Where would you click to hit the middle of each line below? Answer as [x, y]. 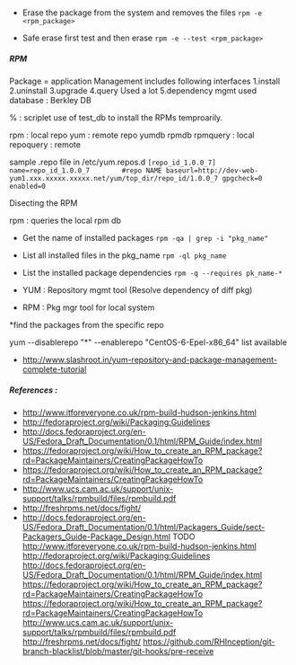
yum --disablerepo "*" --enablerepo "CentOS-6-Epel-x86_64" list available [148, 342]
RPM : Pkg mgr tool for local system [88, 307]
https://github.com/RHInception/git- [209, 642]
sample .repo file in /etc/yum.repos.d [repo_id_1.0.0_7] [113, 162]
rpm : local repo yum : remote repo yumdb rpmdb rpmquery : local [132, 135]
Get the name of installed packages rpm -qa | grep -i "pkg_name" [145, 238]
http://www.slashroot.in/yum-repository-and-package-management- [150, 360]
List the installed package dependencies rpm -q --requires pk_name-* [152, 273]
